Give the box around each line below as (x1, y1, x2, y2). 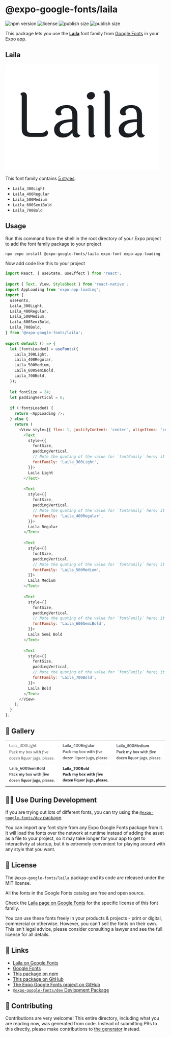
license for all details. (5, 931, 50, 937)
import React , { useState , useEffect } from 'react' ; (5, 271, 122, 276)
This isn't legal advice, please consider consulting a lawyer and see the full (5, 926, 163, 932)
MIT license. (5, 880, 32, 886)
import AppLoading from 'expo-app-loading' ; (5, 287, 101, 292)
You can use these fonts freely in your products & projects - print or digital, (5, 915, 162, 921)
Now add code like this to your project (5, 261, 85, 267)
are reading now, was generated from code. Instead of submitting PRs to (5, 1021, 158, 1027)
